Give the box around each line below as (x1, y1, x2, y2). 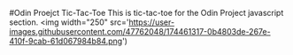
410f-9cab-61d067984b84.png (9, 35, 123, 46)
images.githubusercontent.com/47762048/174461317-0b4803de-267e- (9, 27, 272, 36)
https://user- (127, 17, 175, 27)
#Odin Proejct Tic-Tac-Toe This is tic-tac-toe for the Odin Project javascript (9, 8, 284, 18)
